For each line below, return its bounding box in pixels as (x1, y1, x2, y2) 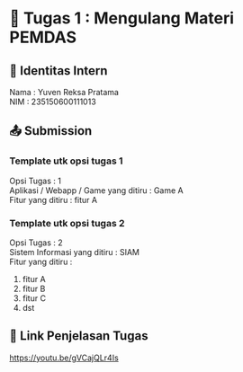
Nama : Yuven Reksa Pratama (9, 87, 120, 97)
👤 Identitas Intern (9, 63, 108, 78)
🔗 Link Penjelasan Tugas (9, 328, 148, 344)
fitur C (22, 292, 47, 304)
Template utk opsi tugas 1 (9, 155, 123, 167)
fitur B (22, 283, 46, 294)
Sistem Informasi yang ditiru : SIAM (9, 246, 139, 257)
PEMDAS (9, 27, 77, 48)
